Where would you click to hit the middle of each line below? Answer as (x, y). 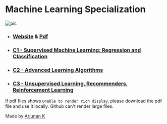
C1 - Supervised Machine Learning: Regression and (77, 50)
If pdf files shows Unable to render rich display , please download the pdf (84, 101)
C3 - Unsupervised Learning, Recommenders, (70, 84)
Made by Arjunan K (25, 116)
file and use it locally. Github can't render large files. (59, 106)
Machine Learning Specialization (75, 9)
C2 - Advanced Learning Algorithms (58, 70)
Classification (30, 56)
